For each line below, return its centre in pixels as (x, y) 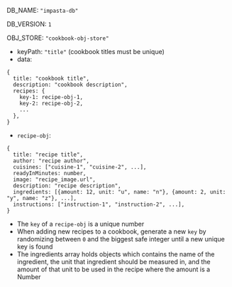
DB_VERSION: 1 (29, 24)
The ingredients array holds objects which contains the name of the (116, 254)
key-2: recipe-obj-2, (51, 103)
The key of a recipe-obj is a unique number (81, 224)
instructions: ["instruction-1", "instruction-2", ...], (99, 204)
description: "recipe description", (67, 186)
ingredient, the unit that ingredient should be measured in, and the (114, 262)
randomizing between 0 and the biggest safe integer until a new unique (121, 239)
